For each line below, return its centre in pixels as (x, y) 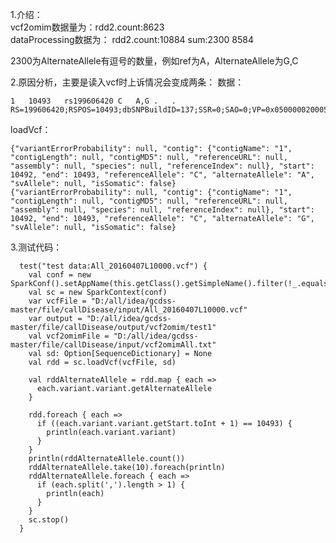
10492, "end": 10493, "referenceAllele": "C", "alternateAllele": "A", (162, 175)
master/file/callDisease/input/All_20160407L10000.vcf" (129, 310)
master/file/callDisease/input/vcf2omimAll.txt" (113, 345)
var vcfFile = (57, 301)
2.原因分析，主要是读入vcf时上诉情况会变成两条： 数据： (127, 82)
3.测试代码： (36, 247)
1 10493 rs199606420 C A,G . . (93, 101)
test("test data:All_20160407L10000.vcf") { (113, 266)
